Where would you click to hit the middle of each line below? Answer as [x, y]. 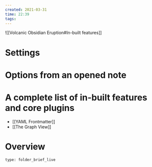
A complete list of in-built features [76, 97]
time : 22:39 [17, 14]
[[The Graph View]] [32, 127]
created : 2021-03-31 [26, 10]
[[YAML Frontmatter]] [33, 121]
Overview [25, 147]
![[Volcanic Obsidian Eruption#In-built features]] [54, 33]
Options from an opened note [66, 75]
